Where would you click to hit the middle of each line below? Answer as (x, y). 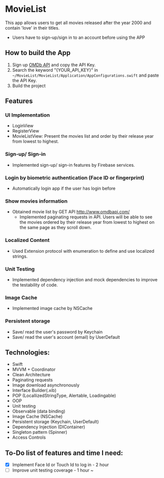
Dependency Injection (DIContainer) (49, 427)
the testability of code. (35, 285)
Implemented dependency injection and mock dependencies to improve (85, 279)
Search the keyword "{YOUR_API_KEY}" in (55, 70)
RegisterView (26, 131)
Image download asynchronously (46, 385)
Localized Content (27, 240)
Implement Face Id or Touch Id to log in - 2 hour (60, 465)
